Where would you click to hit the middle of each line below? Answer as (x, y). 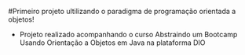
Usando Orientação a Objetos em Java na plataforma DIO (112, 43)
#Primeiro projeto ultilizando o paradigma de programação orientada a (122, 11)
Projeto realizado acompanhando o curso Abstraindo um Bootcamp (128, 34)
